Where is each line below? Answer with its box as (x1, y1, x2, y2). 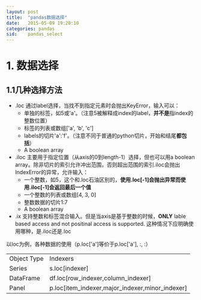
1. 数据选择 (6, 59, 59, 73)
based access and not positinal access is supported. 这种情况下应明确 (14, 220, 189, 228)
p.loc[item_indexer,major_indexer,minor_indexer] (49, 284, 187, 292)
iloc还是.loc (43, 228, 71, 235)
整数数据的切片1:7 (23, 199, 68, 206)
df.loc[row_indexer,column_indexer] (49, 274, 151, 283)
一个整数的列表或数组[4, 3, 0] (23, 191, 97, 199)
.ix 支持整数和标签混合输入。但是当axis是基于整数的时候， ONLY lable (14, 213, 186, 220)
